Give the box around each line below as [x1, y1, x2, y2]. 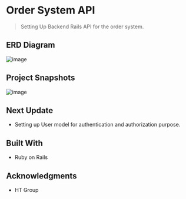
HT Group [14, 187, 39, 193]
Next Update [6, 105, 54, 115]
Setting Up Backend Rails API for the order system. [20, 23, 144, 30]
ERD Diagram [6, 40, 55, 50]
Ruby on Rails [14, 154, 48, 161]
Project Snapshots [6, 73, 75, 83]
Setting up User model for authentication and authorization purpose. [14, 121, 181, 128]
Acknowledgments [6, 171, 78, 181]
